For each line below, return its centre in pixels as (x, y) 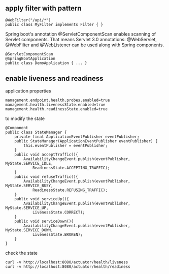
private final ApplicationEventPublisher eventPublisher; (77, 137)
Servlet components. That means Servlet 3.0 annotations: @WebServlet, (81, 39)
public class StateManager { (36, 132)
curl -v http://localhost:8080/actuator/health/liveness (67, 262)
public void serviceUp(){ (42, 199)
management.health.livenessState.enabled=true (55, 104)
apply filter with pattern (44, 8)
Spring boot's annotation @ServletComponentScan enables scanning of (81, 34)
